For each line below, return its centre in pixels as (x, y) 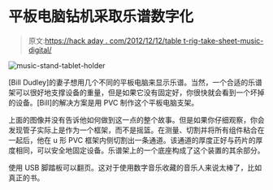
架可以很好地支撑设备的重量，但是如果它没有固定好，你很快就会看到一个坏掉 (136, 92)
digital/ (40, 50)
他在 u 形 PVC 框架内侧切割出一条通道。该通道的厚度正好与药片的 (146, 140)
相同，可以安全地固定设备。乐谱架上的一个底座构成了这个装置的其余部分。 (140, 150)
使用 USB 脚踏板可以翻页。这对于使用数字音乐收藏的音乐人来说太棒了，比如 (135, 167)
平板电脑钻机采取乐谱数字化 (101, 17)
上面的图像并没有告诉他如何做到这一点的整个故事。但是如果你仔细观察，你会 (136, 119)
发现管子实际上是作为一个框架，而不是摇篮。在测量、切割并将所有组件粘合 (133, 130)
